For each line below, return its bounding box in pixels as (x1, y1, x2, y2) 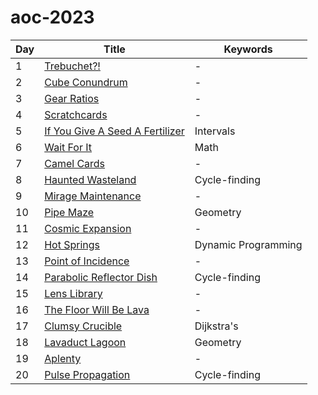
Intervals (194, 124, 236, 138)
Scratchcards (44, 107, 108, 121)
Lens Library (44, 286, 103, 300)
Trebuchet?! (44, 59, 101, 73)
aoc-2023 (10, 6, 95, 29)
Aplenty (44, 351, 82, 365)
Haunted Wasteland (44, 172, 137, 186)
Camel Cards (44, 156, 106, 170)
